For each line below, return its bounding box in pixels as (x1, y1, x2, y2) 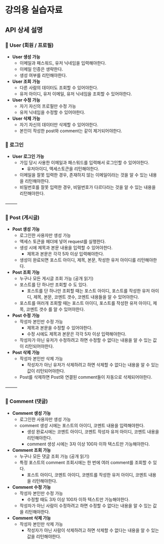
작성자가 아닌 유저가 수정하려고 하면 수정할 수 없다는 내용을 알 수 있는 (19, 337, 152, 343)
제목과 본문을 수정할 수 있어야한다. (27, 325, 93, 331)
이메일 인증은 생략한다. (19, 66, 63, 72)
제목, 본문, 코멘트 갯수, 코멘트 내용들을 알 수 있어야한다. (33, 294, 139, 300)
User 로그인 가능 (12, 153, 44, 159)
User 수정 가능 (12, 97, 41, 103)
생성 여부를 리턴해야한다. (19, 72, 67, 78)
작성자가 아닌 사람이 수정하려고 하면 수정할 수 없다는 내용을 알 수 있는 (19, 503, 152, 508)
